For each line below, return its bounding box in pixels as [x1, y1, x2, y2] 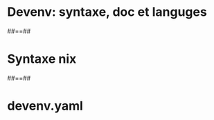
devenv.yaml [7, 98, 83, 114]
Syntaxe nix [7, 51, 77, 67]
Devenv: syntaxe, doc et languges [7, 4, 208, 20]
